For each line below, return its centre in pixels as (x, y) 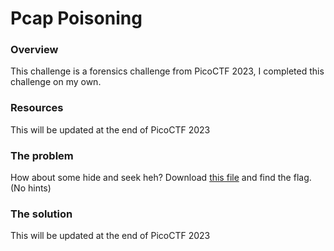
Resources (37, 108)
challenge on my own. (56, 82)
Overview (34, 50)
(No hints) (31, 188)
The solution (41, 214)
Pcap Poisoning (76, 18)
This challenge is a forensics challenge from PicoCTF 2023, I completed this (167, 71)
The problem (42, 155)
